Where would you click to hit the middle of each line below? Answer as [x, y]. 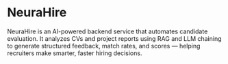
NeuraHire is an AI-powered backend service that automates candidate [107, 31]
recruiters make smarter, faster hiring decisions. [75, 53]
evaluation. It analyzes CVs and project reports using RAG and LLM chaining [114, 38]
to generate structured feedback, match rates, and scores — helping [104, 46]
